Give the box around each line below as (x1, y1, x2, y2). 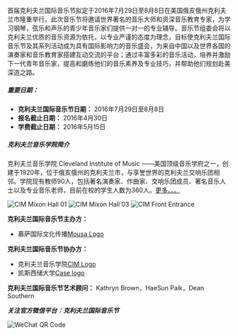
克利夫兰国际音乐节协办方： (7, 244, 89, 253)
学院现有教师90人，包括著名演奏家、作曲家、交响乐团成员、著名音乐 (19, 176, 220, 186)
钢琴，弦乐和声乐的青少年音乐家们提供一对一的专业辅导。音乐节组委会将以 (13, 24, 231, 32)
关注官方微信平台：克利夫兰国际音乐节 (7, 306, 119, 314)
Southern (7, 291, 35, 300)
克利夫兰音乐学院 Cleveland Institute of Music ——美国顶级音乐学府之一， (7, 159, 223, 168)
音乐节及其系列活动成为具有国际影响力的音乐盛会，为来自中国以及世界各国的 (7, 42, 231, 50)
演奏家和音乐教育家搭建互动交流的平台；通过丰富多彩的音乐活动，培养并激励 (7, 50, 231, 59)
